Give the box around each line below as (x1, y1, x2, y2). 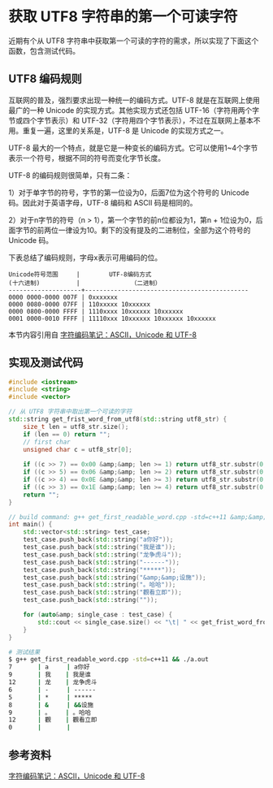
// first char (23, 438, 71, 446)
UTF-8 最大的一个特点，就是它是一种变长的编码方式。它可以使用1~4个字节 (8, 143, 258, 153)
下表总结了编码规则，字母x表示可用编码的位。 (8, 253, 162, 262)
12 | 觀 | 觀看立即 (8, 716, 97, 724)
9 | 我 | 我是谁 (8, 671, 92, 679)
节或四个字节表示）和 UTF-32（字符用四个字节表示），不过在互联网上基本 (8, 115, 254, 125)
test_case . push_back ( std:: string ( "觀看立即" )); (23, 588, 183, 597)
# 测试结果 (8, 647, 41, 656)
